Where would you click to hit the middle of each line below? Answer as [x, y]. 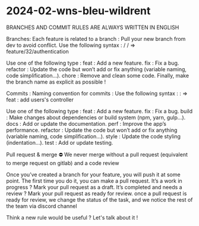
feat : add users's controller [40, 100]
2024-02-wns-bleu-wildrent [78, 11]
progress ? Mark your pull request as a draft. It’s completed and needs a [94, 187]
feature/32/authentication [38, 51]
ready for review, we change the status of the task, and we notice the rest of [99, 199]
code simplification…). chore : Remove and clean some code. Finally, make [97, 75]
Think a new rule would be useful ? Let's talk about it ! [72, 217]
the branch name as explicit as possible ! [56, 82]
